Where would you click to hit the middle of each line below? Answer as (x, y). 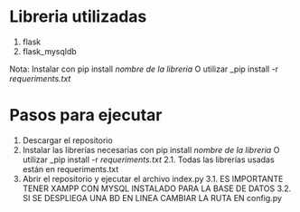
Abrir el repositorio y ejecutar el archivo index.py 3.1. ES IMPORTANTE (153, 178)
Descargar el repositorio (67, 140)
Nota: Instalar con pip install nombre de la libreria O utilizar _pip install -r (144, 69)
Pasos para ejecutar (86, 116)
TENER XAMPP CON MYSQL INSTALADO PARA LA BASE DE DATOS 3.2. (157, 188)
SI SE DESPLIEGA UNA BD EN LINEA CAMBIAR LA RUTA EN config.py (152, 198)
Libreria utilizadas (78, 17)
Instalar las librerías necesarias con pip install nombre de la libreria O (151, 149)
